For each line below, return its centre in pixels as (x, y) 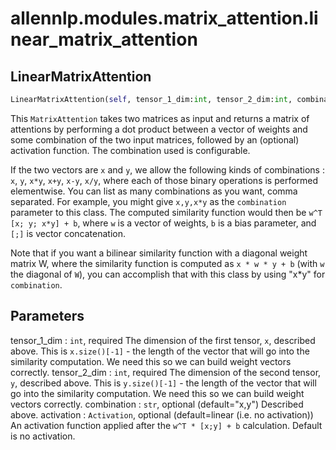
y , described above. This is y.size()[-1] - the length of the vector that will (163, 383)
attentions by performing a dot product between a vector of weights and (159, 129)
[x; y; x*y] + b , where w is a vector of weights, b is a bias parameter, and (163, 223)
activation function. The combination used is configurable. (130, 150)
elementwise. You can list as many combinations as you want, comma (154, 191)
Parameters (47, 316)
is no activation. (43, 436)
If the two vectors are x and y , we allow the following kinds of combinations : (167, 169)
